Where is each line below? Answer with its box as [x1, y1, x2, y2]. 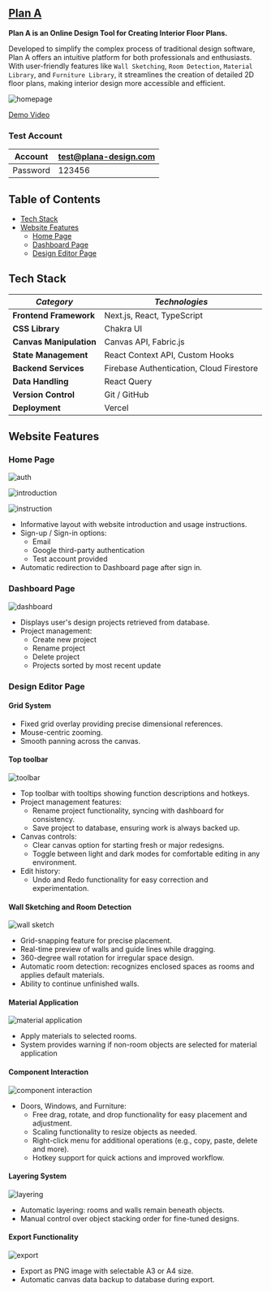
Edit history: [19, 866, 61, 876]
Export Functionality [8, 1232, 79, 1242]
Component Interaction [8, 1067, 89, 1077]
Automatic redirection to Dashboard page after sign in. [19, 563, 203, 573]
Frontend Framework [12, 309, 96, 321]
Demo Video [8, 110, 50, 119]
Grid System [8, 701, 51, 711]
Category [35, 296, 74, 307]
